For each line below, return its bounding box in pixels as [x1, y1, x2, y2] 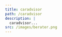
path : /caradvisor [5, 12, 42, 16]
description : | [5, 16, 36, 21]
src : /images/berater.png [5, 25, 57, 30]
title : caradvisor [5, 7, 42, 12]
